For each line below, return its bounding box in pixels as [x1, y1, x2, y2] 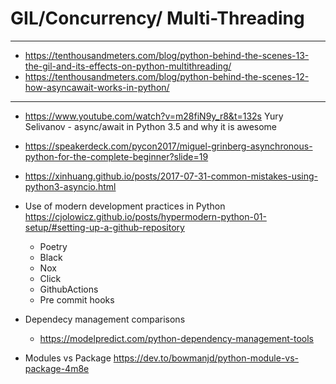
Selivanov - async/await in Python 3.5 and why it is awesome [24, 120, 278, 132]
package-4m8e [24, 362, 90, 374]
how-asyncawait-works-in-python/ [24, 81, 170, 93]
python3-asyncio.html [24, 180, 117, 192]
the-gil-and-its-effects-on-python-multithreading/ [24, 60, 232, 72]
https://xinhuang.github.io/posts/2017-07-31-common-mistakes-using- [24, 170, 318, 182]
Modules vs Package [24, 352, 112, 364]
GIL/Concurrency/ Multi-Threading [10, 7, 305, 30]
